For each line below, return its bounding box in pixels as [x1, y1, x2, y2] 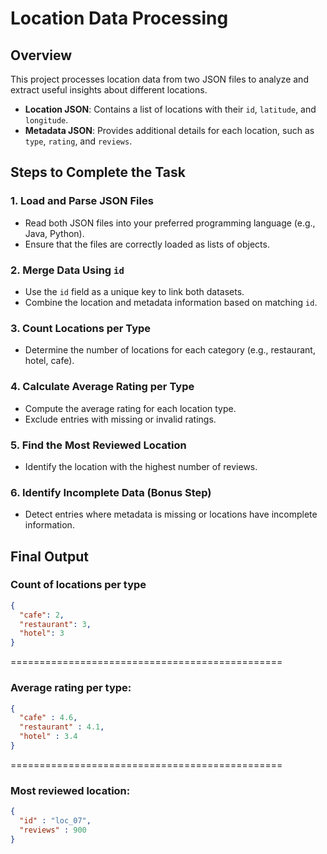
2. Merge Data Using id [10, 263, 125, 277]
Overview [10, 47, 73, 64]
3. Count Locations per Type [10, 321, 152, 335]
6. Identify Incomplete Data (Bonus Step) [10, 485, 212, 499]
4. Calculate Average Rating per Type [10, 380, 195, 394]
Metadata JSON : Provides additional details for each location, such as [24, 125, 315, 136]
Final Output [10, 548, 89, 565]
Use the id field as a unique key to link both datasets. [24, 285, 245, 297]
